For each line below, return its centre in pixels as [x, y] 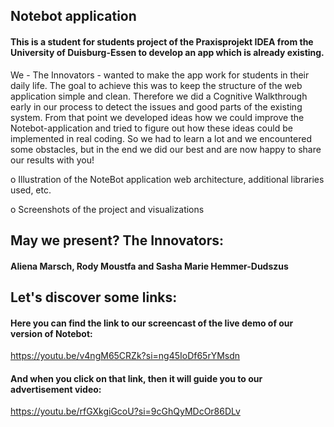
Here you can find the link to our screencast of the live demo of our [152, 323]
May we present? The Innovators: [117, 240]
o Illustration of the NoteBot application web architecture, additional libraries [167, 179]
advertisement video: [56, 389]
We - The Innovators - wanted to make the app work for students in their [160, 75]
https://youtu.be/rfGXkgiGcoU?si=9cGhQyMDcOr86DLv [125, 411]
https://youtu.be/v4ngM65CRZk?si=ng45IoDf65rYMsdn [125, 356]
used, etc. [31, 190]
